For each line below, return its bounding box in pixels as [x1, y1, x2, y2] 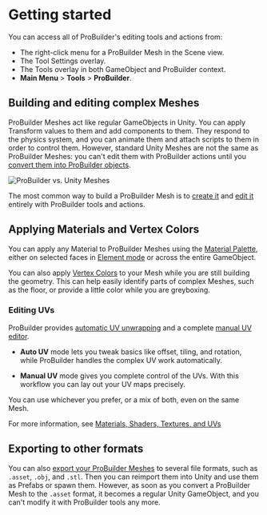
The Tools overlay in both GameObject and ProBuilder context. [19, 64, 226, 74]
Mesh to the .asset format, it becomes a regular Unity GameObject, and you [8, 489, 260, 498]
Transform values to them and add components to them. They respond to [8, 126, 250, 135]
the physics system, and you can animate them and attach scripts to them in [8, 134, 260, 144]
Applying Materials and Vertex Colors [8, 222, 200, 237]
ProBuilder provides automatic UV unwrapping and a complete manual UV [8, 322, 252, 333]
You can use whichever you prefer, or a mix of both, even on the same [8, 394, 240, 405]
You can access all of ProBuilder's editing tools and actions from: [8, 32, 223, 42]
